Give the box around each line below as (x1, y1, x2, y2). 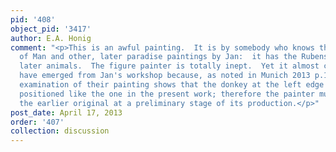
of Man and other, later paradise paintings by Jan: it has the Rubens (19, 52, 329, 62)
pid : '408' (10, 14, 56, 25)
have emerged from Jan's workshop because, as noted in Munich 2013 (19, 71, 311, 81)
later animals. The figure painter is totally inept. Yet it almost (19, 61, 320, 71)
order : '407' (10, 117, 65, 127)
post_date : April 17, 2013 (10, 107, 123, 118)
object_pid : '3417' (10, 24, 92, 34)
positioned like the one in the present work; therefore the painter (19, 89, 315, 99)
